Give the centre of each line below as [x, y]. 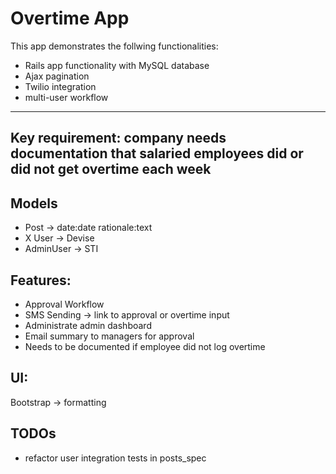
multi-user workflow [66, 97]
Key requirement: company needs [118, 138]
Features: [41, 280]
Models [34, 203]
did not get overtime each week [111, 169]
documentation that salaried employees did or [157, 153]
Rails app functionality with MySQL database [117, 65]
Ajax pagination [57, 76]
